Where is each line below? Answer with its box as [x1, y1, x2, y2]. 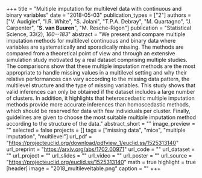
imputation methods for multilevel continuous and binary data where [6, 37, 176, 44]
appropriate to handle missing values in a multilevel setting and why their [6, 69, 188, 76]
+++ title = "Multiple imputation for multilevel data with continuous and [6, 5, 182, 12]
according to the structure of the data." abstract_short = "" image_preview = [6, 120, 196, 127]
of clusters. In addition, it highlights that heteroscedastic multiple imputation [6, 94, 195, 102]
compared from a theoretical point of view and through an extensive [6, 50, 175, 57]
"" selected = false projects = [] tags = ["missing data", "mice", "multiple [6, 126, 186, 133]
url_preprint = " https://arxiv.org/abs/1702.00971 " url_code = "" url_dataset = [6, 146, 195, 153]
